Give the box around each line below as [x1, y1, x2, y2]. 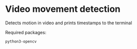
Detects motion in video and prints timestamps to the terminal [5, 20, 132, 26]
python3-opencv [5, 39, 37, 44]
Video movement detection [5, 3, 121, 15]
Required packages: [5, 29, 46, 35]
